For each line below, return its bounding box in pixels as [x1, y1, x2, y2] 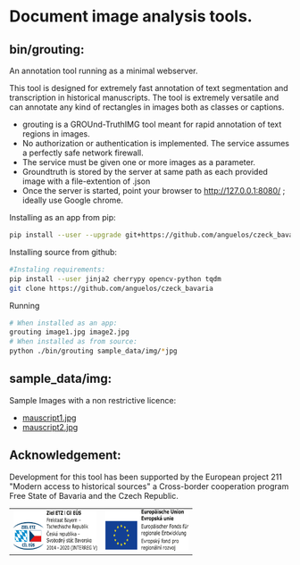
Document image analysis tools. [9, 6, 253, 27]
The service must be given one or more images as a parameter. [21, 157, 256, 167]
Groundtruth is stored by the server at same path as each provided [21, 167, 268, 177]
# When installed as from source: [9, 337, 138, 346]
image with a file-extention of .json [21, 176, 151, 187]
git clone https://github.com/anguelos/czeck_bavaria [9, 284, 214, 293]
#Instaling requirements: [9, 265, 105, 274]
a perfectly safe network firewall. [21, 147, 145, 158]
